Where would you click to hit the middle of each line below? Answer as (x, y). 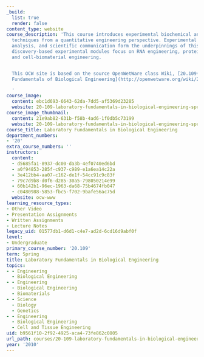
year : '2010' (23, 344)
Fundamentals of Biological (47, 79)
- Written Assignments (35, 220)
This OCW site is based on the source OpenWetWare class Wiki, (93, 74)
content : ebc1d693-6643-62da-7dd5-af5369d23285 (73, 102)
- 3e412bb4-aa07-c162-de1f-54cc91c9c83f (63, 175)
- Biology (24, 305)
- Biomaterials (31, 294)
